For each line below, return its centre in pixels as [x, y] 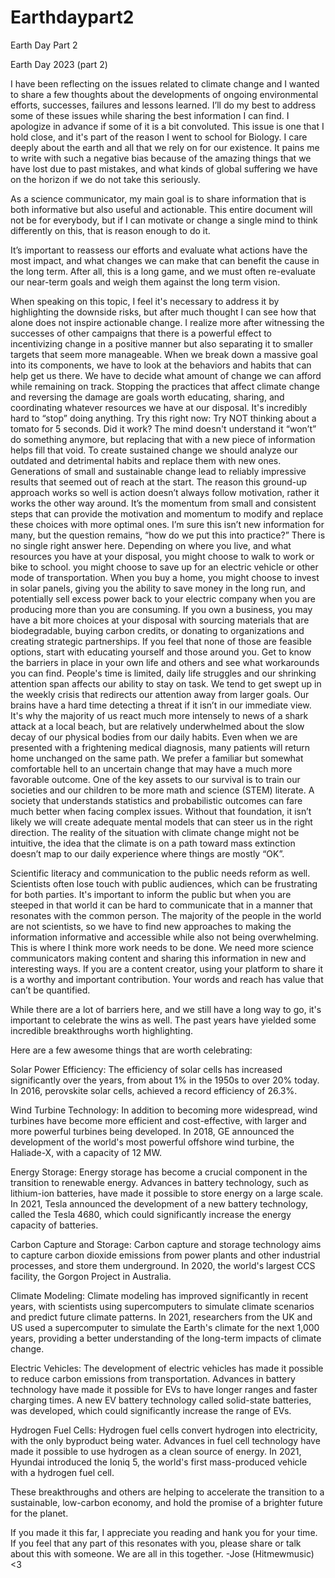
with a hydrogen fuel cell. [62, 1472]
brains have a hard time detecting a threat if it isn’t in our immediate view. [161, 705]
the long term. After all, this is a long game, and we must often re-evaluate [163, 271]
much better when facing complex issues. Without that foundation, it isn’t [161, 811]
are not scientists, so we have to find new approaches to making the [151, 926]
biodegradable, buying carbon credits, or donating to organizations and [157, 630]
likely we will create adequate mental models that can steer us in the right [161, 822]
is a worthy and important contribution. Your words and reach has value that [167, 979]
